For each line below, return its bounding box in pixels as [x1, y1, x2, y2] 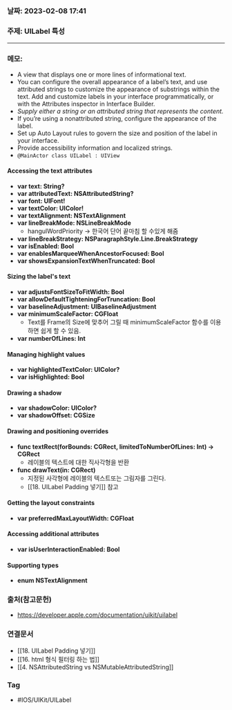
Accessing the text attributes [7, 167, 93, 175]
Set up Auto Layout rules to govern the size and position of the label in [17, 129, 217, 137]
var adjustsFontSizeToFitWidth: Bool [17, 288, 124, 296]
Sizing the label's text [7, 273, 71, 281]
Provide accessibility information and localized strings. [17, 144, 173, 152]
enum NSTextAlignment [17, 576, 88, 584]
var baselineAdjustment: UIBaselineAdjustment [17, 302, 157, 310]
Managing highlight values [7, 350, 86, 358]
